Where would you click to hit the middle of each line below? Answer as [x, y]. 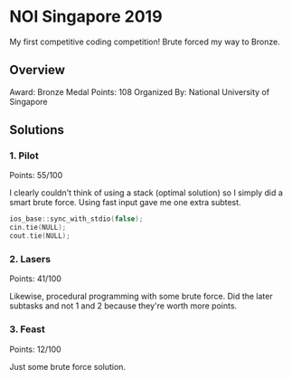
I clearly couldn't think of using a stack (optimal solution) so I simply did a [146, 193]
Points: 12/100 [35, 349]
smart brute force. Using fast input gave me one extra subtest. [125, 203]
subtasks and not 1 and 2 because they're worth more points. [123, 306]
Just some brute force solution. [68, 366]
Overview [38, 70]
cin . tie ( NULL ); [38, 228]
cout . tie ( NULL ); [40, 236]
